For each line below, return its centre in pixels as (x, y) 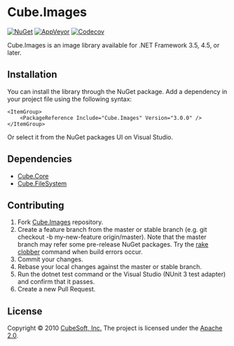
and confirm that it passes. (56, 282)
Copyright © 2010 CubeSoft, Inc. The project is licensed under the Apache (115, 328)
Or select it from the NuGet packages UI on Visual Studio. (90, 137)
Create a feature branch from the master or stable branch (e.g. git (112, 230)
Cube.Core (33, 176)
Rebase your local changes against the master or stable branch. (109, 267)
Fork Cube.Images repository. (60, 222)
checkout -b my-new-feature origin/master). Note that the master (112, 237)
